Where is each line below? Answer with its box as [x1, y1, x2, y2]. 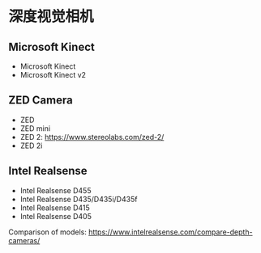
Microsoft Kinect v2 [19, 70, 87, 79]
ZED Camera [8, 94, 73, 108]
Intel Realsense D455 [19, 185, 92, 195]
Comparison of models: [8, 227, 87, 237]
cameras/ [8, 235, 41, 245]
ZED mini [19, 123, 51, 133]
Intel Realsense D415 [19, 203, 91, 213]
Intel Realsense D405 [19, 211, 92, 221]
